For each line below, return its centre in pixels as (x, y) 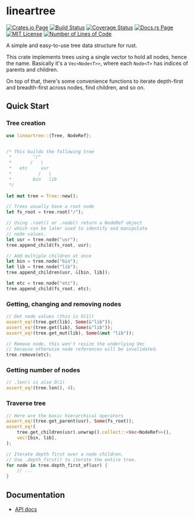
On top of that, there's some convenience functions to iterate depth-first (95, 81)
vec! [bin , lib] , (37, 438)
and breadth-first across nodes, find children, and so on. (76, 87)
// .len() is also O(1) (36, 383)
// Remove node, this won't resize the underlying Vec (76, 344)
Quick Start (28, 106)
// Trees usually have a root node (50, 207)
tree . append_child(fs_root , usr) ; (49, 245)
